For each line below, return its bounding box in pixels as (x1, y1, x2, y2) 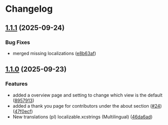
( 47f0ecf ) (12, 108, 33, 114)
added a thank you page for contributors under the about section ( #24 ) (12, 103, 162, 109)
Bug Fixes (5, 39, 31, 46)
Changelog (5, 3, 53, 15)
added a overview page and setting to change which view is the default (12, 92, 163, 98)
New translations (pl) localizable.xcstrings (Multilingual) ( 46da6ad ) (12, 113, 153, 120)
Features (5, 80, 28, 87)
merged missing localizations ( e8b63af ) (12, 50, 97, 56)
